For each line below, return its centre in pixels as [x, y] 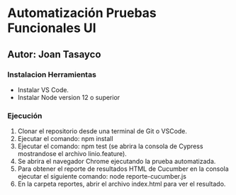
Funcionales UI [52, 28]
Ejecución [25, 116]
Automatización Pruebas [82, 13]
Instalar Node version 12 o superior [69, 97]
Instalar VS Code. [43, 89]
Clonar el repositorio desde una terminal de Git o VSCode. [102, 131]
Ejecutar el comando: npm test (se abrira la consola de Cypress [110, 146]
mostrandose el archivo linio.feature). [72, 154]
